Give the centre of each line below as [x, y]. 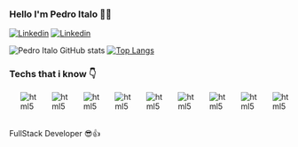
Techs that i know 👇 [53, 74]
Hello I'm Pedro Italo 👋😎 [61, 14]
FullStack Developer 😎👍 [55, 133]
